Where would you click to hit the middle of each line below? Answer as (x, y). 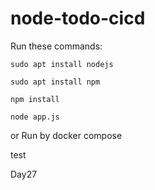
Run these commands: (56, 46)
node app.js (35, 117)
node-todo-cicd (78, 18)
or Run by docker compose (66, 135)
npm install (35, 99)
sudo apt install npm (55, 82)
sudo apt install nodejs (62, 64)
